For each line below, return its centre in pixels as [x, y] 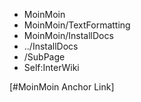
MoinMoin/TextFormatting [77, 25]
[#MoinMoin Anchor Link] [62, 87]
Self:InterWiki [51, 67]
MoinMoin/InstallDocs [68, 35]
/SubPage [44, 57]
